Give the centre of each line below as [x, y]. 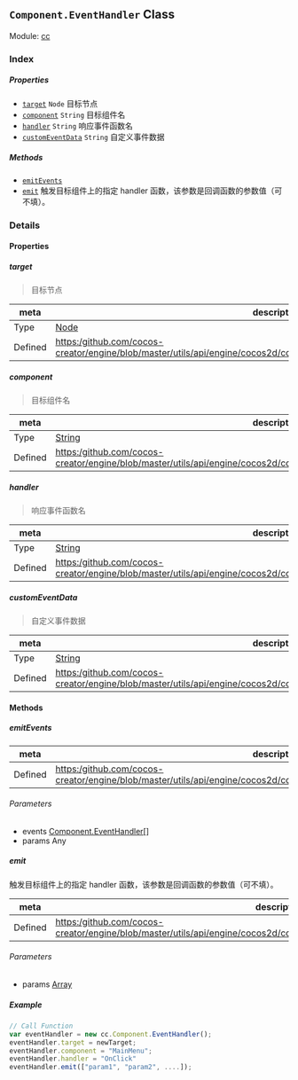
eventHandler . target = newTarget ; [73, 1042]
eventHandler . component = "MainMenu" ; [81, 1051]
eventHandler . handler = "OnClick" [73, 1059]
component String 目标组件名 [74, 114]
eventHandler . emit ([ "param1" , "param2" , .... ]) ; [101, 1068]
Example [26, 1005]
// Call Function [41, 1026]
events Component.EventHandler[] [85, 831]
